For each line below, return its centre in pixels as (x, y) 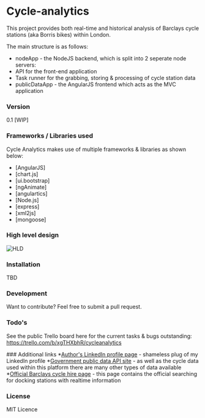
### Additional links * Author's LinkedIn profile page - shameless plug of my (102, 354)
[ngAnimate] (31, 187)
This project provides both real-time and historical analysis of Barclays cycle (103, 28)
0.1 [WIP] (17, 120)
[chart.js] (27, 174)
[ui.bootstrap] (32, 180)
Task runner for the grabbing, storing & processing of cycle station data (105, 78)
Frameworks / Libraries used (50, 136)
